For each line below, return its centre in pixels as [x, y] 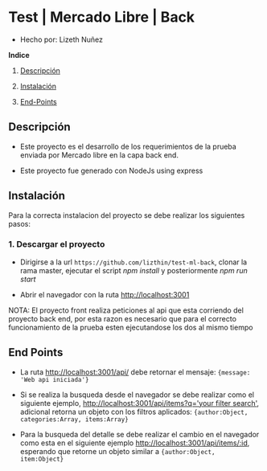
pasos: [19, 223]
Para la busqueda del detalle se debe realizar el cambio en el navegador [140, 434]
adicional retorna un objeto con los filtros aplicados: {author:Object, [134, 412]
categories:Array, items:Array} [74, 419]
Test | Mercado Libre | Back [102, 17]
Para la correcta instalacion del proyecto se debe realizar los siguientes [127, 215]
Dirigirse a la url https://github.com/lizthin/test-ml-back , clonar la [133, 262]
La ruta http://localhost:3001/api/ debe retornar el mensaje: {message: [135, 372]
